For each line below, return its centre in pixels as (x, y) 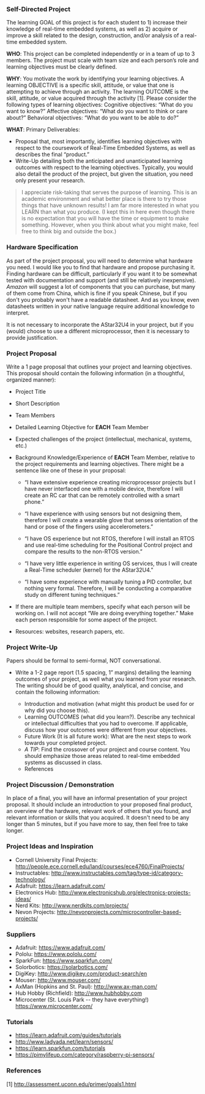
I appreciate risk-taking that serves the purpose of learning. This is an (109, 192)
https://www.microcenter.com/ (54, 1006)
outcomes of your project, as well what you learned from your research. (106, 679)
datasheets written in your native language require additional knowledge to (101, 306)
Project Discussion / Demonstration (60, 785)
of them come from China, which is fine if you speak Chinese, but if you (97, 293)
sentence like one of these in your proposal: (71, 470)
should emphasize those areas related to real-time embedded (102, 756)
